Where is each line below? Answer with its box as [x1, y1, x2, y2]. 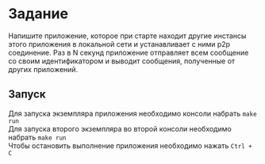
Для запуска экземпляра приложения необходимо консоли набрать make [8, 109, 257, 118]
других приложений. [8, 64, 79, 74]
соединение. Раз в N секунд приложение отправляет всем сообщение [8, 48, 249, 57]
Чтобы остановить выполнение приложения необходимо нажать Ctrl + [8, 140, 252, 151]
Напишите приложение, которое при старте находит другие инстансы [8, 31, 247, 40]
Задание [8, 5, 69, 23]
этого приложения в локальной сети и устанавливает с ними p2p [8, 39, 231, 48]
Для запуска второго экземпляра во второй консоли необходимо [8, 124, 232, 133]
